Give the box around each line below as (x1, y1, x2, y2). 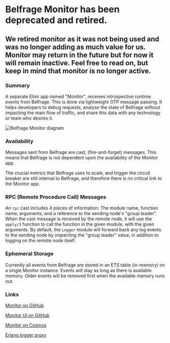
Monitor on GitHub (5, 302, 44, 309)
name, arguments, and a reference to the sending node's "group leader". (5, 210, 157, 217)
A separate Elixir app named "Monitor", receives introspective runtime (5, 93, 151, 99)
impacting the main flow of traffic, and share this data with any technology (5, 110, 161, 116)
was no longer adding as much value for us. (5, 42, 146, 51)
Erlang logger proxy (5, 332, 47, 338)
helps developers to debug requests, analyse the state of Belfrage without (5, 104, 160, 110)
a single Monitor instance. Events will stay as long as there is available (5, 267, 152, 273)
